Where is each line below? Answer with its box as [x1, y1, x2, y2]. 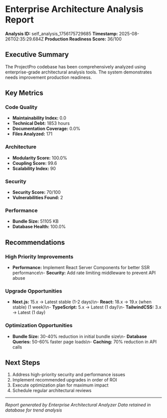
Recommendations [5, 238, 65, 247]
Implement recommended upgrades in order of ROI [12, 377, 117, 383]
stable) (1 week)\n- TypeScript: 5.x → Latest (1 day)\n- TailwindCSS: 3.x [12, 304, 162, 310]
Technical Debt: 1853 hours [12, 120, 70, 126]
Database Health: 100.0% [12, 224, 66, 230]
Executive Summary [5, 50, 69, 59]
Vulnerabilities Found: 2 [12, 195, 63, 201]
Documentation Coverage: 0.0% [12, 126, 81, 132]
